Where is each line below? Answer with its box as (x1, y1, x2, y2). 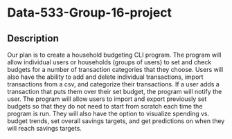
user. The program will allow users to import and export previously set (7, 95, 207, 103)
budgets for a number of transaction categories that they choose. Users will (7, 66, 224, 73)
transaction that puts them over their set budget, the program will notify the (7, 88, 222, 95)
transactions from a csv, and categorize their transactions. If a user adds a (7, 80, 220, 88)
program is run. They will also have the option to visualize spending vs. (7, 109, 210, 118)
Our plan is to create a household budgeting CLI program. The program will (7, 50, 222, 59)
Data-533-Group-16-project (7, 5, 172, 21)
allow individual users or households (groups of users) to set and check (7, 58, 212, 66)
